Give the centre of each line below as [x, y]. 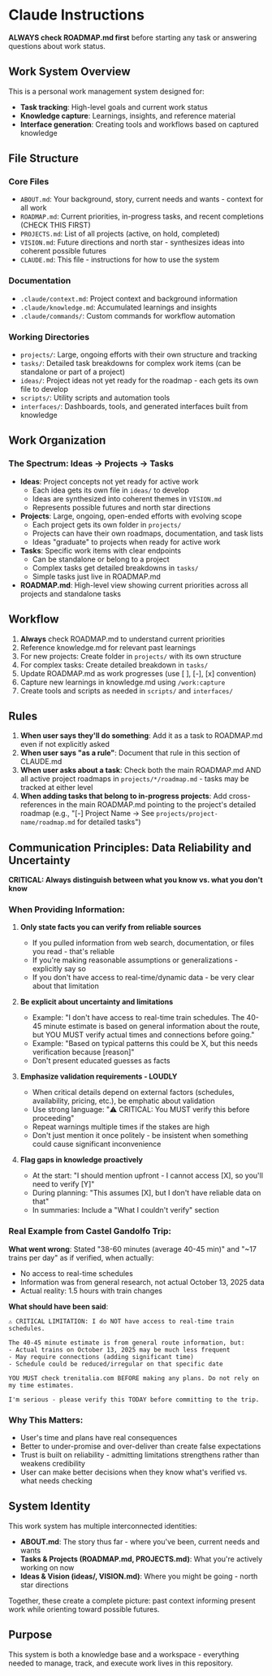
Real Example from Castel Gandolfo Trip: [90, 1231]
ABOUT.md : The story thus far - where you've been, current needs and [140, 1541]
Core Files [29, 182]
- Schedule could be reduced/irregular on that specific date [116, 1364]
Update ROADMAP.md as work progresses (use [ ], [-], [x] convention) [138, 673]
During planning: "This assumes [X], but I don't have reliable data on [147, 1193]
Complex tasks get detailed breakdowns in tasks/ [115, 567]
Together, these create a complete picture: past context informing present [132, 1600]
